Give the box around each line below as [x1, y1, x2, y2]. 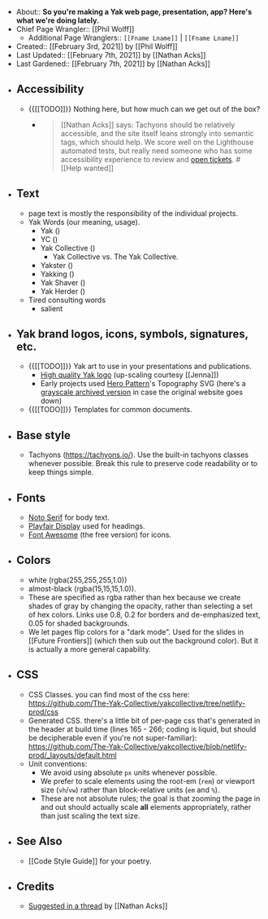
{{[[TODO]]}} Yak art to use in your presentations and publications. [28, 362, 252, 372]
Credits [15, 879, 55, 893]
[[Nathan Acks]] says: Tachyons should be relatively [60, 120, 236, 130]
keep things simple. [28, 468, 94, 477]
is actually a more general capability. [28, 644, 152, 654]
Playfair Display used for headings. [28, 521, 145, 531]
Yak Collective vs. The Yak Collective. [52, 252, 179, 262]
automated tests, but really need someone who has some [60, 146, 253, 156]
